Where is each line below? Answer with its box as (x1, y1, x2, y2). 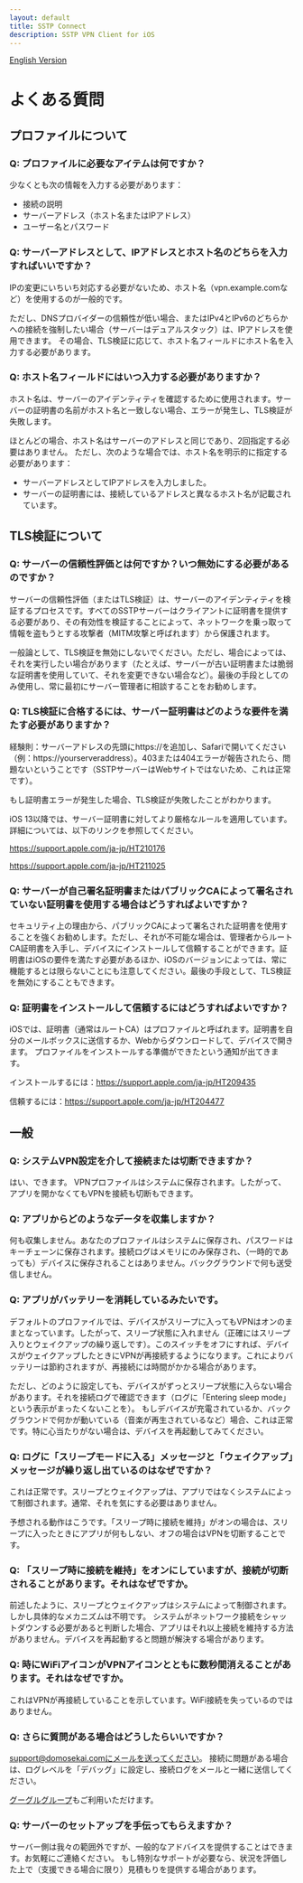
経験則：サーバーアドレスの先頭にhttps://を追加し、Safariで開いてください (9, 741, 287, 752)
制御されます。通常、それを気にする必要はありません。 (16, 1497, 223, 1508)
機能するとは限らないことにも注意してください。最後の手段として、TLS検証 (9, 966, 291, 977)
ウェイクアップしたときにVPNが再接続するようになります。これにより (24, 1350, 286, 1361)
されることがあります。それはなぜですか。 (9, 1578, 194, 1590)
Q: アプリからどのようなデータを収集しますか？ (9, 1213, 216, 1225)
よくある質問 (9, 89, 106, 109)
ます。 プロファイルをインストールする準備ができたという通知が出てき (9, 1046, 271, 1057)
